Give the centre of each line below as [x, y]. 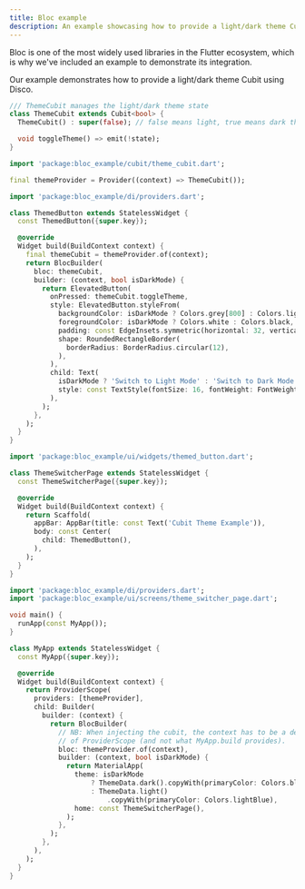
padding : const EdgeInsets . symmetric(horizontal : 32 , [162, 331]
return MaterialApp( [105, 766]
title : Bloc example [49, 18]
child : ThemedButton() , [87, 540]
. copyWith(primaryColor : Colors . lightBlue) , [192, 800]
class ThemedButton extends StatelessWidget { [99, 213]
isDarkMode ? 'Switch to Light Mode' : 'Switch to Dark [166, 381]
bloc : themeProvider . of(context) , [123, 749]
